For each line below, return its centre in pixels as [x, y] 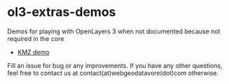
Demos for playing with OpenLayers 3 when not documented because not [114, 31]
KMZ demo [33, 52]
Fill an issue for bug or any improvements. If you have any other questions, [115, 65]
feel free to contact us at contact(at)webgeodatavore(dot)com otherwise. [113, 73]
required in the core [36, 38]
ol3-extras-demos [62, 12]
